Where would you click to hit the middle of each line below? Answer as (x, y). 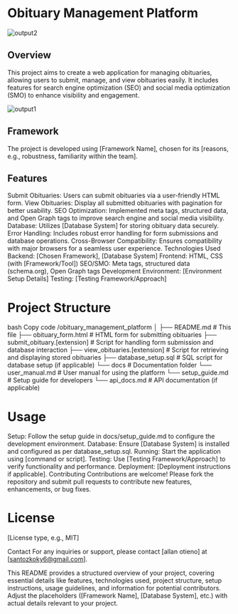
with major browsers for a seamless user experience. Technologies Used (114, 249)
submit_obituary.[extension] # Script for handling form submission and (110, 343)
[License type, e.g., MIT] (43, 538)
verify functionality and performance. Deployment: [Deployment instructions (119, 467)
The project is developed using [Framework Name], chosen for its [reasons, (118, 148)
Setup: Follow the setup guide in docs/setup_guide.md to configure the (111, 437)
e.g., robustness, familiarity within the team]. (73, 156)
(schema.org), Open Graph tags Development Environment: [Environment (115, 271)
